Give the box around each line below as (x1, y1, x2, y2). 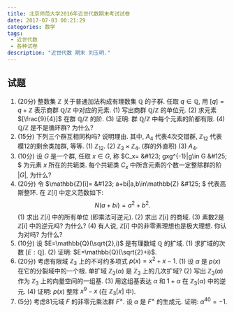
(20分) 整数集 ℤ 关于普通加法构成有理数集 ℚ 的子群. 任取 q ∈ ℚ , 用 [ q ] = (17, 97, 225, 105)
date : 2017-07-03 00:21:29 (7, 17, 86, 24)
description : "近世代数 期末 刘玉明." (7, 50, 110, 57)
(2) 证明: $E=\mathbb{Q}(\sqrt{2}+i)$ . (47, 247, 157, 256)
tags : (7, 29, 23, 37)
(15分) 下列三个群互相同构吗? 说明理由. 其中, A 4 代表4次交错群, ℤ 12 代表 (17, 132, 222, 142)
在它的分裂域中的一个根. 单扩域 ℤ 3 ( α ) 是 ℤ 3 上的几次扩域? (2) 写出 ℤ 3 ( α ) (17, 267, 224, 277)
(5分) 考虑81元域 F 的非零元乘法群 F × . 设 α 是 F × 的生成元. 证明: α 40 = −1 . (17, 296, 228, 306)
